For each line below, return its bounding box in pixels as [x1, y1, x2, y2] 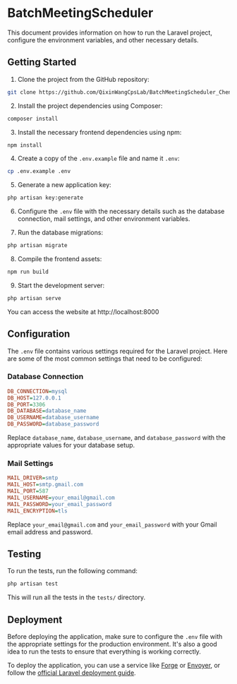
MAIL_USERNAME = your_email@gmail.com [7, 494, 115, 502]
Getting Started [7, 56, 77, 68]
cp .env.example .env [7, 168, 71, 175]
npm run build [7, 268, 49, 275]
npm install [7, 141, 42, 149]
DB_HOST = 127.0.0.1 [7, 394, 61, 402]
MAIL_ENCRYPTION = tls [7, 507, 68, 515]
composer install [7, 115, 59, 122]
